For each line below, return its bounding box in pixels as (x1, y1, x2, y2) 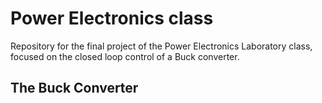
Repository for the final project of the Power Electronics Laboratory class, (10, 40, 313, 52)
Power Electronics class (10, 7, 214, 30)
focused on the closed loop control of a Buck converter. (10, 50, 240, 62)
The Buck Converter (10, 80, 139, 97)
